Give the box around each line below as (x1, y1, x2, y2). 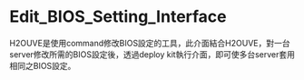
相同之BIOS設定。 (9, 60, 76, 71)
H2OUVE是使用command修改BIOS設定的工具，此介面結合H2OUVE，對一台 (9, 37, 290, 48)
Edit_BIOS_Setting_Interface (9, 6, 227, 27)
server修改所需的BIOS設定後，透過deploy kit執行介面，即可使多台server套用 (9, 48, 296, 60)
